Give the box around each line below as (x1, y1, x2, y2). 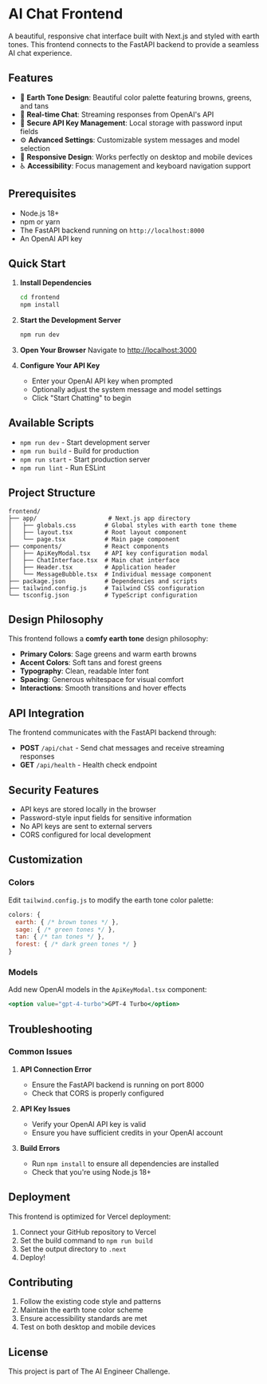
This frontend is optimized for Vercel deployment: (8, 1211, 171, 1221)
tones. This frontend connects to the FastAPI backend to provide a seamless (8, 39, 259, 49)
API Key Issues (19, 1104, 71, 1113)
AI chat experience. (8, 48, 73, 58)
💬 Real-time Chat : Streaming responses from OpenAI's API (19, 109, 214, 119)
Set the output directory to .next (19, 1243, 127, 1254)
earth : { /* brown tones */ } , (15, 918, 120, 926)
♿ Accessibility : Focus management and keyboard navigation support (19, 161, 251, 170)
